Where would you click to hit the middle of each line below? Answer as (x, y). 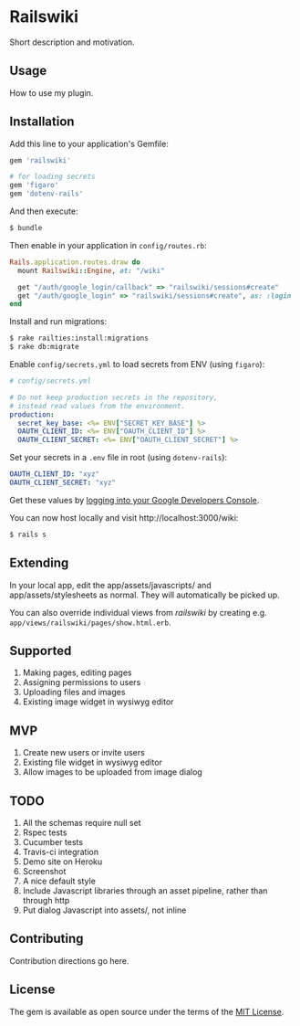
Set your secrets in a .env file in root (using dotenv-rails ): (119, 458)
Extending (39, 563)
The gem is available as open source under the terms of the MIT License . (147, 1011)
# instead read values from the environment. (97, 406)
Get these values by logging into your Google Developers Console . (134, 500)
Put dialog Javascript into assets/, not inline (104, 910)
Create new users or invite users (84, 753)
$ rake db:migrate (44, 347)
